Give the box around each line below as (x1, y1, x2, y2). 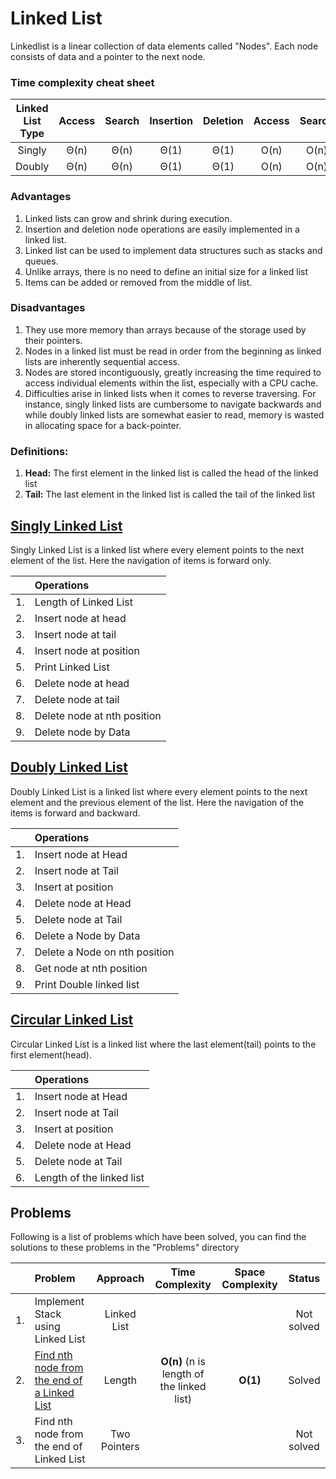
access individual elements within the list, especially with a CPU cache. (24, 377, 319, 389)
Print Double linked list (34, 977, 140, 991)
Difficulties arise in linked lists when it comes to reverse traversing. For (24, 387, 317, 399)
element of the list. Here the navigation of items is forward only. (10, 554, 272, 566)
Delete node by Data (34, 725, 131, 739)
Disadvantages (10, 301, 86, 315)
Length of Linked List (34, 595, 133, 609)
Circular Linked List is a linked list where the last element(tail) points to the (10, 1038, 317, 1050)
